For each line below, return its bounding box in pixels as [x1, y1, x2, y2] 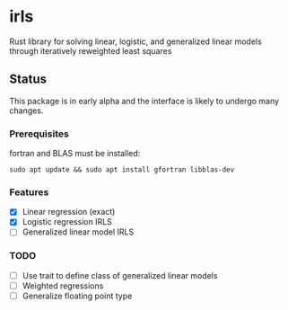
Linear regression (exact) [22, 207, 116, 217]
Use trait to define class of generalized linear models [22, 270, 218, 280]
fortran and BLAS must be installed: [9, 148, 141, 159]
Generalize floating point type [22, 290, 133, 301]
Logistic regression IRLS [22, 217, 112, 227]
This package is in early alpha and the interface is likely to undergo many [9, 95, 280, 106]
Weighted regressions [22, 280, 104, 291]
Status [9, 72, 48, 87]
